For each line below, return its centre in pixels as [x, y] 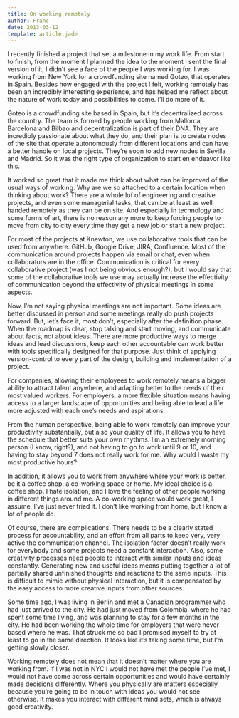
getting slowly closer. [38, 647]
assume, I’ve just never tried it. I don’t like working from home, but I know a [117, 506]
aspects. [20, 292]
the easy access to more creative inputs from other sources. [96, 588]
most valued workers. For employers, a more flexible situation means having [119, 395]
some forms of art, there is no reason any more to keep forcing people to [114, 218]
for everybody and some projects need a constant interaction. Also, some [115, 551]
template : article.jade [43, 34]
